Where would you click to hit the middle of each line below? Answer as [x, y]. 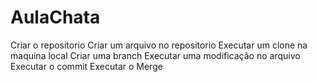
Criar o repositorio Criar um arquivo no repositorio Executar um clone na [159, 45]
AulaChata [55, 17]
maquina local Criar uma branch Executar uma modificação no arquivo [155, 55]
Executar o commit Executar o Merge [86, 66]
